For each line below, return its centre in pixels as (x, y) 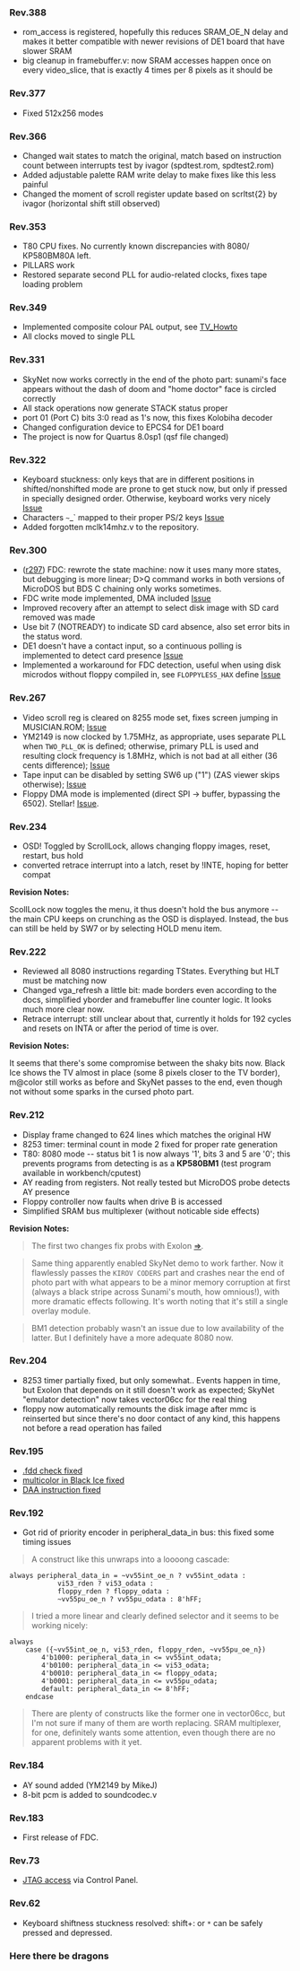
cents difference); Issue (66, 765)
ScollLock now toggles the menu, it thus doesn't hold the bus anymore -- (144, 909)
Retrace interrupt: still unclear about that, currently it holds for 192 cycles (157, 1019)
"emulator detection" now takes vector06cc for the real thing (134, 1399)
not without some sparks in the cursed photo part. (102, 1092)
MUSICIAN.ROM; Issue (64, 727)
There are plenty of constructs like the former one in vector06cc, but (158, 1714)
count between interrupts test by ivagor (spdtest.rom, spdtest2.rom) (148, 165)
